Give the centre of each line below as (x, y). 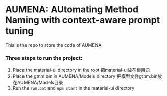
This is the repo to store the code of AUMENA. (54, 45)
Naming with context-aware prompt (83, 20)
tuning (19, 31)
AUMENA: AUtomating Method (72, 9)
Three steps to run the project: (44, 58)
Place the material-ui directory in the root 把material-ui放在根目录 (81, 70)
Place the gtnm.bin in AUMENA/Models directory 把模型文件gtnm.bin (85, 76)
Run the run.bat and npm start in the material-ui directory (74, 88)
